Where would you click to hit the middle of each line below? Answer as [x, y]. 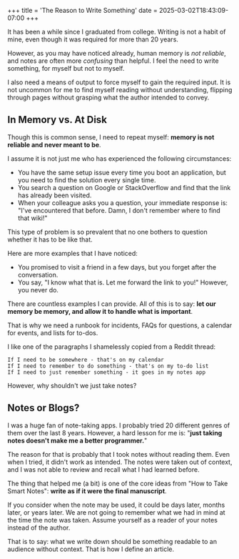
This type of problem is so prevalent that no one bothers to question [108, 232]
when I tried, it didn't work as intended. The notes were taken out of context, [120, 462]
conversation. [38, 274]
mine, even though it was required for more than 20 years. [93, 39]
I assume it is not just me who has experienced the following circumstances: [119, 158]
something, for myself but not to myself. [66, 68]
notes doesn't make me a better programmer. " [77, 440]
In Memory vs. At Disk [57, 120]
